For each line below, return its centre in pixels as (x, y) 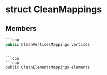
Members (21, 28)
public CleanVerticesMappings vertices (48, 44)
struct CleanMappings (54, 9)
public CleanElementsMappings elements (48, 67)
